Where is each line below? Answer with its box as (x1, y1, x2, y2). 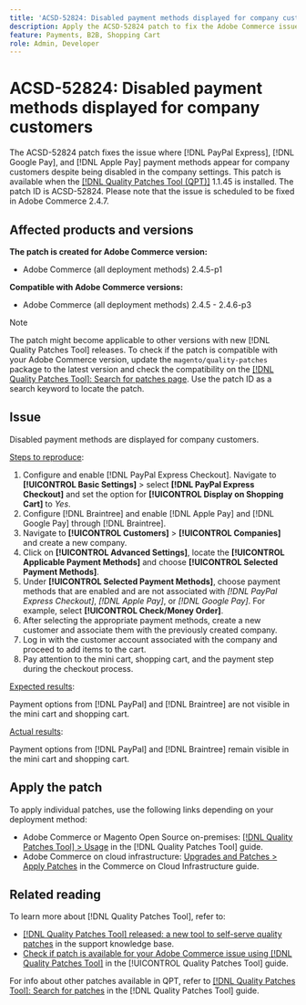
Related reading (9, 887, 102, 903)
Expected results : (9, 681, 76, 692)
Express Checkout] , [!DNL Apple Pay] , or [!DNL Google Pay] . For (22, 595, 266, 606)
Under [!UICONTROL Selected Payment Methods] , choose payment (22, 576, 280, 587)
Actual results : (9, 726, 64, 737)
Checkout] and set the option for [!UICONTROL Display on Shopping (22, 488, 284, 499)
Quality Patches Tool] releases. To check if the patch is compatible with (9, 344, 278, 355)
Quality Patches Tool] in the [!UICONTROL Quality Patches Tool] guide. (22, 958, 289, 968)
